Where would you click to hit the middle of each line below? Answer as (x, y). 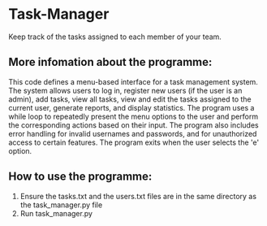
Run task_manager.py (56, 213)
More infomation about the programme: (110, 62)
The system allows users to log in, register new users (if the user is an (125, 90)
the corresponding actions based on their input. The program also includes (133, 125)
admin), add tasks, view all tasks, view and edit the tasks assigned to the (130, 99)
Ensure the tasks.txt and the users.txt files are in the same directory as (138, 196)
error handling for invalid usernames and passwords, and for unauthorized (133, 133)
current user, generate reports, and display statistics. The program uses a (131, 107)
